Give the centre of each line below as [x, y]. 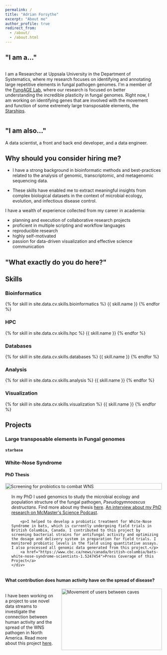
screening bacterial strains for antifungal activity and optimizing [85, 534]
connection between [26, 617]
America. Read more [26, 638]
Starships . [15, 111]
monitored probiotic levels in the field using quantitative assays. [85, 543]
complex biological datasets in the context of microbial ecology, [78, 196]
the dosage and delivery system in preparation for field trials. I [84, 539]
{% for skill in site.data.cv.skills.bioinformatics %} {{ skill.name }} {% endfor [83, 304]
